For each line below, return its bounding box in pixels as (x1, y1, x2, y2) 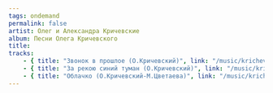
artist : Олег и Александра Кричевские (8, 27, 140, 35)
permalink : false (8, 19, 67, 27)
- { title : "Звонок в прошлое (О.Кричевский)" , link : (23, 57, 209, 66)
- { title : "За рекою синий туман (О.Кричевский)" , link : (23, 65, 223, 73)
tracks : (8, 49, 35, 57)
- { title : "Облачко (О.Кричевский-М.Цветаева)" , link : (23, 72, 217, 80)
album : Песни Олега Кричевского (8, 34, 118, 43)
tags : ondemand (8, 11, 60, 20)
